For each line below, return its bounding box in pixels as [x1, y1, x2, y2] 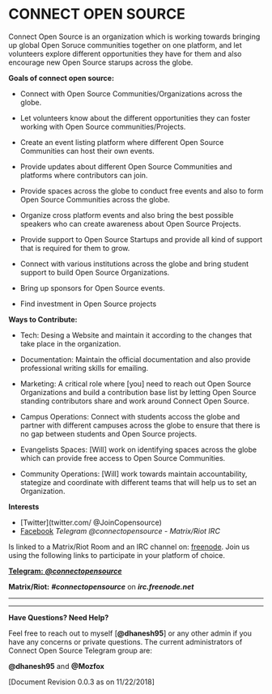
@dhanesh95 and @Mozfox [8, 661, 105, 671]
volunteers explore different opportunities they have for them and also [8, 49, 242, 58]
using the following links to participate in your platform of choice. [8, 550, 225, 560]
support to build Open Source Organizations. [19, 267, 170, 277]
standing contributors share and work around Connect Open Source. [19, 396, 249, 406]
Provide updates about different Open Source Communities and [19, 161, 232, 171]
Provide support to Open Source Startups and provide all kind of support [19, 234, 263, 244]
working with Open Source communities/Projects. [19, 121, 186, 131]
